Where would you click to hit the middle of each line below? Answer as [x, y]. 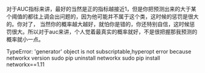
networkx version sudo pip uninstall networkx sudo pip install [83, 58]
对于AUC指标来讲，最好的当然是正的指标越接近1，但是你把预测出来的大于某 [101, 9]
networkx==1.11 [25, 64]
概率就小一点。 [25, 39]
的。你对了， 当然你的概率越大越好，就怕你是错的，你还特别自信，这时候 [98, 24]
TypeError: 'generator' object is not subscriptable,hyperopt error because [99, 51]
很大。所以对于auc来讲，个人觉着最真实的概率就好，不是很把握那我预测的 [104, 32]
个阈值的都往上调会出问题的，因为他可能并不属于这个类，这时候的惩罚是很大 [103, 16]
